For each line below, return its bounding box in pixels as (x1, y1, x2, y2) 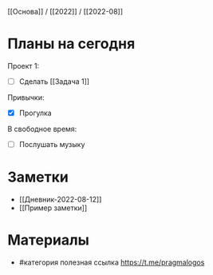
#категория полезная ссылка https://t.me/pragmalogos (18, 257, 205, 267)
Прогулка (18, 108, 53, 118)
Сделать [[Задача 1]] (18, 76, 89, 86)
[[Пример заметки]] (18, 203, 88, 213)
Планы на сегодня (7, 35, 136, 53)
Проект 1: (7, 61, 40, 70)
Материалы (7, 231, 89, 249)
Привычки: (7, 93, 45, 102)
